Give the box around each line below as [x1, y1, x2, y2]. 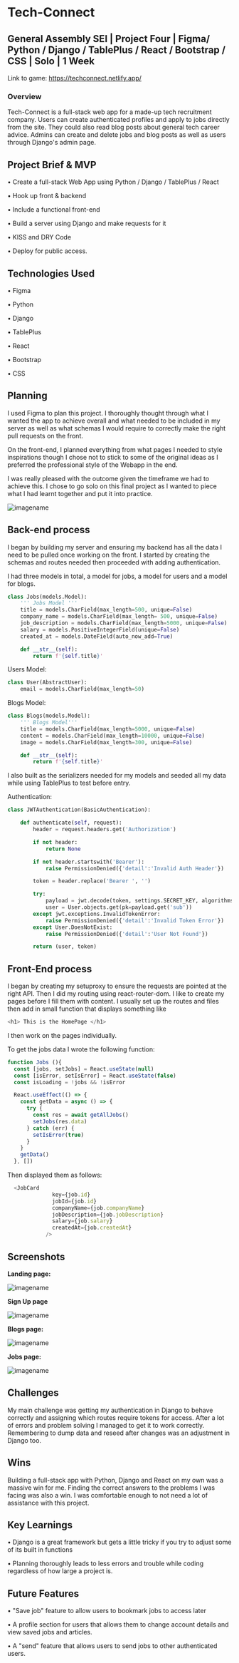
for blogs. [7, 579, 36, 588]
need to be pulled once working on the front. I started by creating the [7, 550, 210, 559]
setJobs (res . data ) [33, 1118, 87, 1125]
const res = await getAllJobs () [33, 1111, 129, 1119]
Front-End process [7, 963, 92, 975]
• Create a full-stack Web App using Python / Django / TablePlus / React [7, 177, 219, 186]
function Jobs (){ [7, 1059, 62, 1066]
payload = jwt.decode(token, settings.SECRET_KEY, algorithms [45, 897, 234, 905]
